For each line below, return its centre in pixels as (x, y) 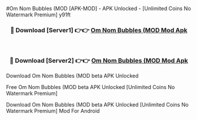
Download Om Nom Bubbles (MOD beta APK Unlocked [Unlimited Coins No (97, 104)
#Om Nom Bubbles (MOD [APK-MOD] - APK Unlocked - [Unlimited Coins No (98, 8)
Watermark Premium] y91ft (39, 15)
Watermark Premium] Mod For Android (53, 111)
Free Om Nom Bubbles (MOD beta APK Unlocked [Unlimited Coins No (91, 87)
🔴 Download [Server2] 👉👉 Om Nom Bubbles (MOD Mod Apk (99, 61)
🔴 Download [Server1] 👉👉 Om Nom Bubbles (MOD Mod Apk (99, 30)
